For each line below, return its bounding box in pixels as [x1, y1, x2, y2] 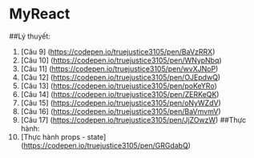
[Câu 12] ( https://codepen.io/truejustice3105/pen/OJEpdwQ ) [20, 72, 221, 82]
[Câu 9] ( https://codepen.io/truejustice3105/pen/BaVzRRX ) [20, 47, 216, 56]
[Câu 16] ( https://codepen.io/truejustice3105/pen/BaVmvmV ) [20, 106, 221, 116]
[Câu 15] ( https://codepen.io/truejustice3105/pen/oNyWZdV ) [20, 98, 221, 107]
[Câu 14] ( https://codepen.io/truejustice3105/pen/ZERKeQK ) [20, 89, 220, 99]
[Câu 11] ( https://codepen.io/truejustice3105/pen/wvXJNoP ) [20, 63, 219, 73]
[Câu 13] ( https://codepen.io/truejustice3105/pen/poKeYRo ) [20, 81, 217, 91]
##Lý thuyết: [9, 31, 51, 41]
